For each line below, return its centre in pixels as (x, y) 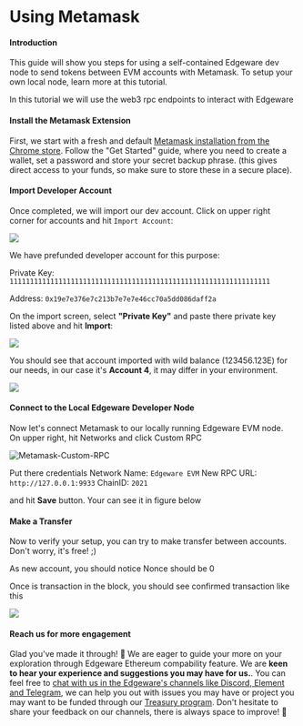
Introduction (33, 42)
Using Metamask (75, 17)
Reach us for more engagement (71, 633)
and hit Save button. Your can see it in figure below (106, 500)
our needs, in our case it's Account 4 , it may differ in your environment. (144, 369)
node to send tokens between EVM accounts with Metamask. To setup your (151, 72)
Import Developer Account (61, 191)
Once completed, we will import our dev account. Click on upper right (140, 210)
